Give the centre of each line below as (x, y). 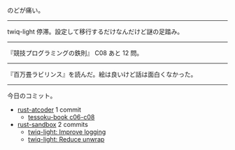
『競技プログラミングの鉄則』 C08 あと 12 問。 (75, 53)
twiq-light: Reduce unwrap (66, 139)
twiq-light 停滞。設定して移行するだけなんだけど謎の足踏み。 (95, 31)
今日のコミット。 (32, 96)
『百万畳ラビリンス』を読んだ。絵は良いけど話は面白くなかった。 (102, 74)
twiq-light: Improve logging (67, 132)
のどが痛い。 (26, 10)
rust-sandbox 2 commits (53, 125)
